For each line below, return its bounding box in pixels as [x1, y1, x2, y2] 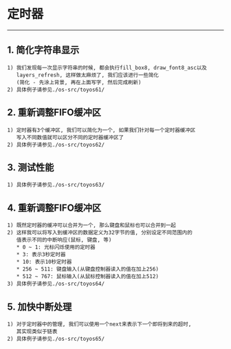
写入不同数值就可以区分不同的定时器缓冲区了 [16, 134, 124, 141]
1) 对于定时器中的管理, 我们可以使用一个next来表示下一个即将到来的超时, [7, 321, 192, 328]
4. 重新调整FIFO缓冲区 [7, 202, 102, 213]
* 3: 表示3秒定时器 [16, 251, 66, 258]
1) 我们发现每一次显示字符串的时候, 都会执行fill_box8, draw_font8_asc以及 [7, 64, 208, 71]
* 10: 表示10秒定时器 [16, 259, 72, 266]
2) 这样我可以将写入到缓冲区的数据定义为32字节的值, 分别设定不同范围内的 [7, 229, 192, 236]
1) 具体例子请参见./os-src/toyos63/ [7, 182, 105, 189]
